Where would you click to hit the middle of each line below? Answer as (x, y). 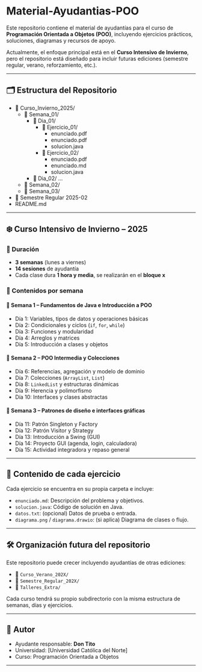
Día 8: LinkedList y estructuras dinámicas (67, 384)
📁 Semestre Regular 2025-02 (51, 198)
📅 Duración (23, 249)
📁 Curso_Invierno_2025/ (45, 108)
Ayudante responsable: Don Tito (55, 644)
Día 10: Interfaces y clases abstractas (61, 397)
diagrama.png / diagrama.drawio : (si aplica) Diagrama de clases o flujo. (102, 520)
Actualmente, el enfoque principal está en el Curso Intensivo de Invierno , (98, 52)
